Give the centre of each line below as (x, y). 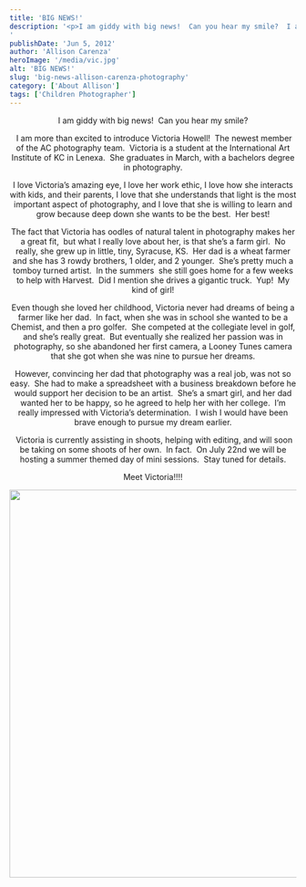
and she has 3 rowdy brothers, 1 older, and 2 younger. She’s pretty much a (153, 260)
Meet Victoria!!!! (153, 476)
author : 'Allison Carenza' (61, 52)
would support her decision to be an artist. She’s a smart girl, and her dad (153, 392)
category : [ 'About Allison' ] (65, 86)
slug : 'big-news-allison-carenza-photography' (99, 78)
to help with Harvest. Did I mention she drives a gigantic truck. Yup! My (153, 280)
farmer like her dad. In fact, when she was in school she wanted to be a (153, 317)
